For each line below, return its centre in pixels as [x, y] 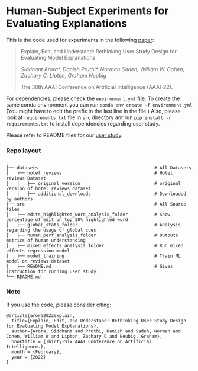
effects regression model [38, 251]
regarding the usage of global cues [51, 230]
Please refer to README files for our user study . [64, 135]
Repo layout [24, 151]
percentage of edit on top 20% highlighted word [67, 220]
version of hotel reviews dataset [49, 189]
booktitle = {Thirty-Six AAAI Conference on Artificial [82, 341]
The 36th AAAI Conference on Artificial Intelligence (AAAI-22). [97, 87]
